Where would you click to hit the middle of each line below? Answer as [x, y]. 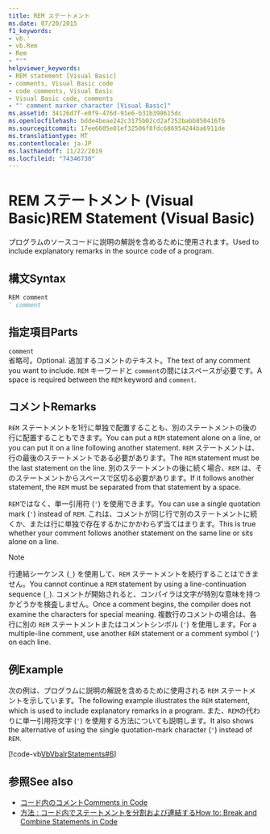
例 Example [36, 670]
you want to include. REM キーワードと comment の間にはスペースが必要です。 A [135, 370]
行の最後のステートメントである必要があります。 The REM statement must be [134, 458]
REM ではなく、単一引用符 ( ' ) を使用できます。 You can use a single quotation [134, 504]
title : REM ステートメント [49, 16]
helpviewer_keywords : [45, 69]
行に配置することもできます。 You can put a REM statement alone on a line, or [135, 438]
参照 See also [41, 781]
